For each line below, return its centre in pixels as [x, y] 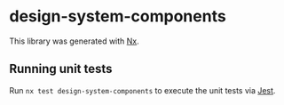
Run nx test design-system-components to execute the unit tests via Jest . [142, 90]
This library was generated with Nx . [74, 41]
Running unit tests [61, 69]
